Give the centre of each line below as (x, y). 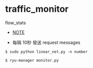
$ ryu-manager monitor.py (32, 60)
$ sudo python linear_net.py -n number (46, 52)
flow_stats (16, 23)
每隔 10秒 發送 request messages (46, 42)
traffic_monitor (37, 9)
